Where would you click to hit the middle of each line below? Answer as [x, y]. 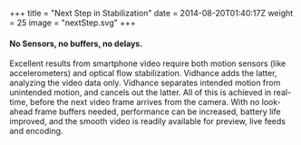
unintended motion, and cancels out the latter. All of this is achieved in [141, 92]
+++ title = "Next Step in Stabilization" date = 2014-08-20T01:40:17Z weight [151, 13]
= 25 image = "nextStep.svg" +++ [73, 23]
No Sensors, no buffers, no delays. [76, 43]
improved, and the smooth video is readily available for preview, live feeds [147, 121]
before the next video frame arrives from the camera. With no [145, 102]
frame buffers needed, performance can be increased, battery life [158, 111]
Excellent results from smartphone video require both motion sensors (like [148, 63]
